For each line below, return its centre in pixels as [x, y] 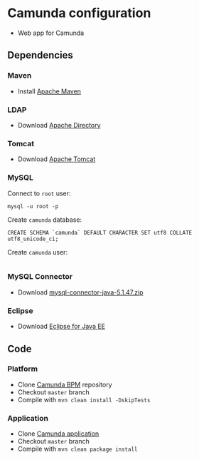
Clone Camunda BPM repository [65, 384]
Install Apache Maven [49, 91]
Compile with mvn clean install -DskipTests [84, 399]
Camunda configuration [79, 13]
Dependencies [40, 55]
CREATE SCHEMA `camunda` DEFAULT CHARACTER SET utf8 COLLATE [100, 232]
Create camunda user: [38, 252]
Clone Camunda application [58, 434]
